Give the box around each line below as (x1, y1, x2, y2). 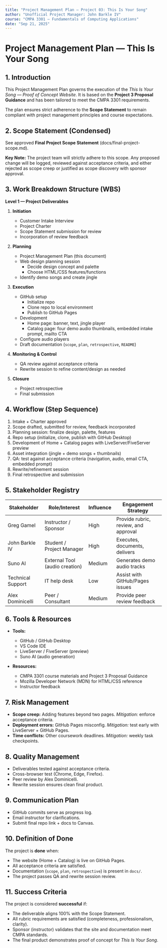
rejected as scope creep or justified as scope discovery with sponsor (5, 165, 147, 171)
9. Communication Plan (5, 796, 79, 805)
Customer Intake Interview (19, 218, 74, 224)
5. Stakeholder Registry (5, 486, 80, 494)
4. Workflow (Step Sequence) (5, 405, 98, 414)
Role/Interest (48, 504, 80, 511)
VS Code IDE (19, 643, 46, 649)
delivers (116, 548, 135, 555)
